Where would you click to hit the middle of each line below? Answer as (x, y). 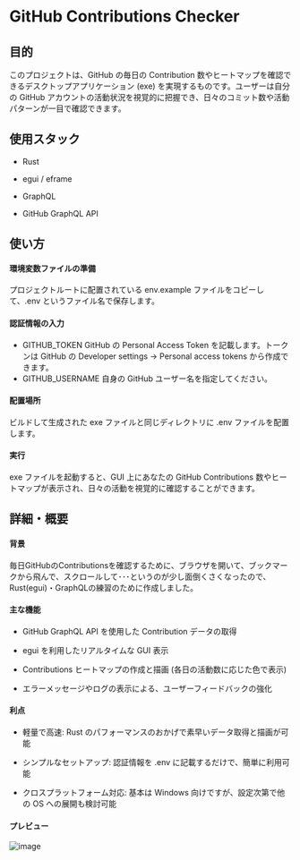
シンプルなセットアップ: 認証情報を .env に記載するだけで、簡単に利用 (152, 762)
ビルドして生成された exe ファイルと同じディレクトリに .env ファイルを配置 (149, 421)
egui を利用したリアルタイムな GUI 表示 (95, 650)
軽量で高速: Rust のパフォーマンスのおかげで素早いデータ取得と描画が (151, 732)
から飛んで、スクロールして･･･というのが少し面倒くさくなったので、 (144, 576)
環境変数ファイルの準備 (52, 268)
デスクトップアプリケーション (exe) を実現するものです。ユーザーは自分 (158, 86)
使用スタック (45, 139)
